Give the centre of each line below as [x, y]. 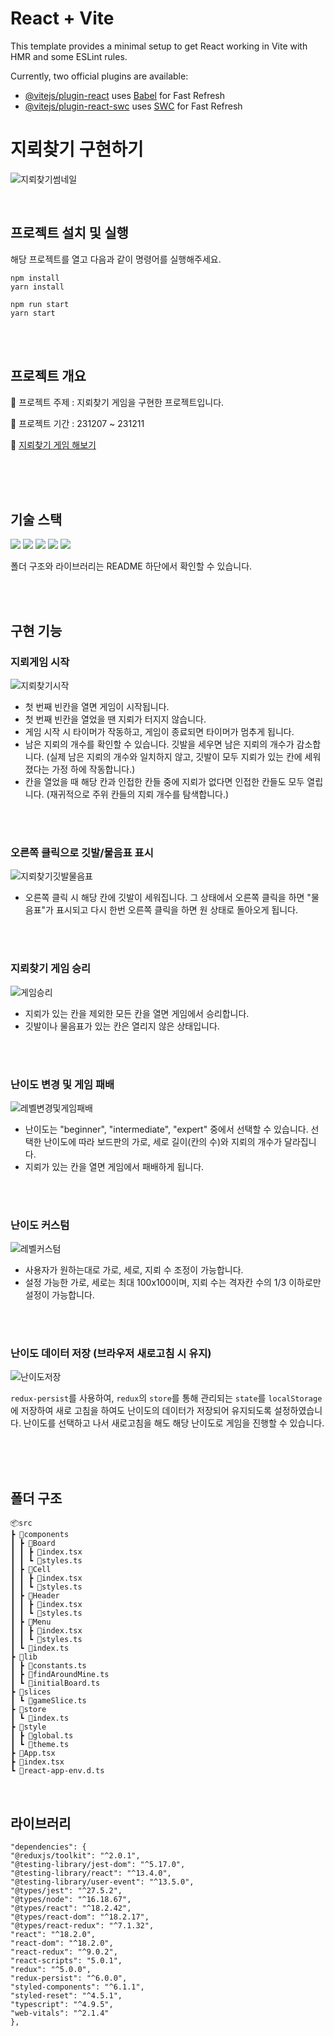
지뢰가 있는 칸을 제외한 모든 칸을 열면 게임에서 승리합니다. [137, 1013]
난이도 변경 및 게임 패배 [62, 1084]
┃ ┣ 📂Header [35, 1596]
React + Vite [62, 18]
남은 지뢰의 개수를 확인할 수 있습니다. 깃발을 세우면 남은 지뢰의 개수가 [159, 744]
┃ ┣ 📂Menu [31, 1622]
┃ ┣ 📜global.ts [42, 1736]
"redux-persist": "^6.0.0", [69, 1978]
